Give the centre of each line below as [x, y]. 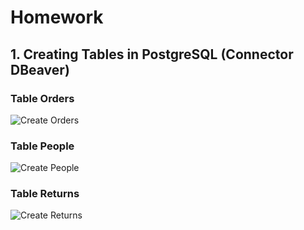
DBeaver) [40, 69]
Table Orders [42, 98]
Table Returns [45, 194]
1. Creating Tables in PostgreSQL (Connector [152, 54]
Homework [57, 17]
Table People [42, 146]
